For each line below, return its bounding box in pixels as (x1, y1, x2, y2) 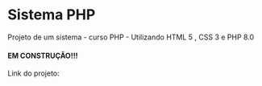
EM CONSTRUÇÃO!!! (7, 51, 78, 60)
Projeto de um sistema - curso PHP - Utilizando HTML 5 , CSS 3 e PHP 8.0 (7, 32, 255, 42)
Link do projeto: (7, 68, 60, 78)
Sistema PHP (7, 6, 96, 24)
